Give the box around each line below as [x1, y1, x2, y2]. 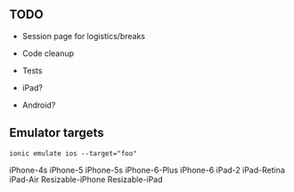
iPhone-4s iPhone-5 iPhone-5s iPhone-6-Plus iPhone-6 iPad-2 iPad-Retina [9, 164, 285, 175]
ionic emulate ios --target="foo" [9, 148, 138, 158]
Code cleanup [21, 48, 74, 59]
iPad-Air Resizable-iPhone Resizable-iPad [9, 173, 163, 185]
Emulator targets [9, 125, 104, 140]
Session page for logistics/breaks [21, 30, 145, 41]
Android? [21, 100, 56, 110]
